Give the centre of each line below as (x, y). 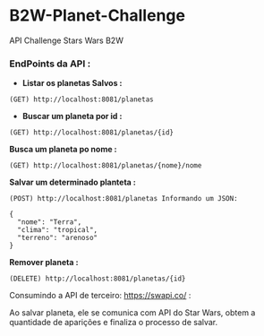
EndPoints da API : (50, 64)
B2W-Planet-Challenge (98, 16)
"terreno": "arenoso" (58, 238)
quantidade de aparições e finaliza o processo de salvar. (114, 323)
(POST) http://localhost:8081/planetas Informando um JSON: (124, 199)
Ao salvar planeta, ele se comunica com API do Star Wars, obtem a (132, 313)
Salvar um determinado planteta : (72, 182)
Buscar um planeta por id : (72, 116)
